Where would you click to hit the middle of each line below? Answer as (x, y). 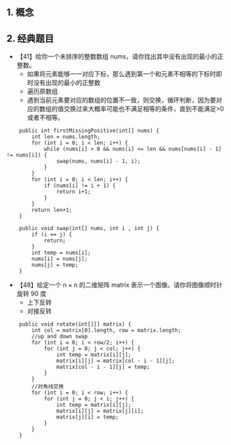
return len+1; (52, 210)
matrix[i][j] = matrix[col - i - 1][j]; (115, 361)
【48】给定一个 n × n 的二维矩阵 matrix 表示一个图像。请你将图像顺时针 (120, 285)
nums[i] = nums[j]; (60, 259)
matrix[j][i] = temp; (87, 417)
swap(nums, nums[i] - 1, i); (98, 161)
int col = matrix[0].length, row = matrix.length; (106, 331)
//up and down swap (60, 337)
